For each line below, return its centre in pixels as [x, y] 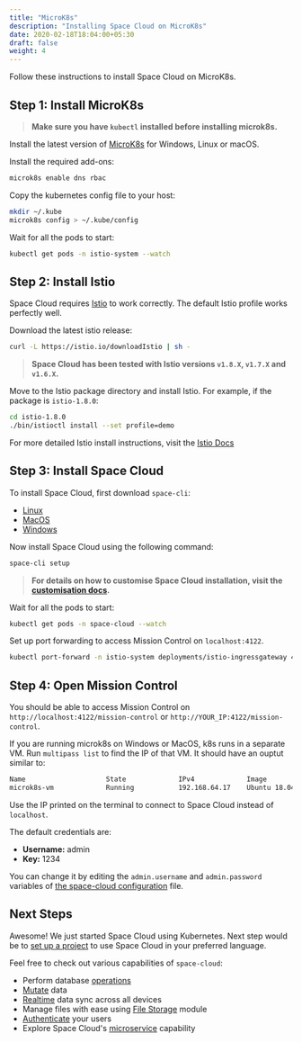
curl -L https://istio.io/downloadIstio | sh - [100, 347]
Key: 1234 [41, 858]
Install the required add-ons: [62, 161]
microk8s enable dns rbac [58, 178]
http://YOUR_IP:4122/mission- [226, 718]
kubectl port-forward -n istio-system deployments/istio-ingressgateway [148, 658]
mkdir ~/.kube [36, 211]
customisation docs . [71, 589]
